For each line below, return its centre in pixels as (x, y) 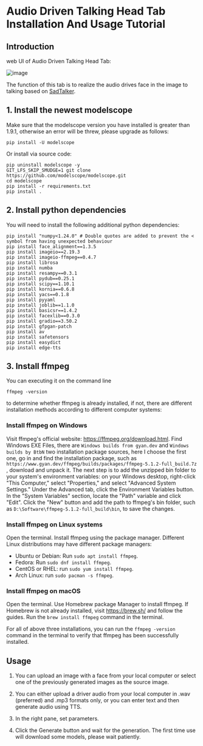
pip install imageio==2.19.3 (43, 252)
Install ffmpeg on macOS (43, 591)
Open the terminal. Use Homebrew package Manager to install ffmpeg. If (97, 604)
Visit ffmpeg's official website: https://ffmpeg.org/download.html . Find (94, 438)
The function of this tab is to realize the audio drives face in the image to (97, 85)
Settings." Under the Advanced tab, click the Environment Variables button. (100, 489)
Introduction (30, 47)
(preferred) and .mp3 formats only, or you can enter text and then (97, 700)
